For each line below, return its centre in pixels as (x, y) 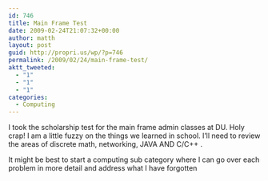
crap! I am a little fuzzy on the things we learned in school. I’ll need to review (134, 136)
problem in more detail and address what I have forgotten (103, 168)
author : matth (32, 38)
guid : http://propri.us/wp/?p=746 (66, 53)
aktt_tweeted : (32, 68)
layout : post (30, 45)
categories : (28, 97)
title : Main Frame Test (48, 23)
